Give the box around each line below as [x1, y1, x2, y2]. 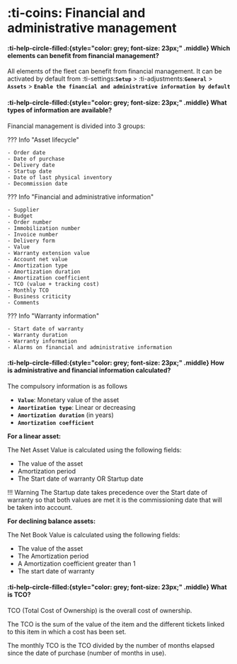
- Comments [7, 299, 40, 306]
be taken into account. [7, 503, 73, 511]
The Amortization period [17, 551, 89, 560]
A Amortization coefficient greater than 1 [17, 559, 136, 568]
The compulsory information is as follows [7, 382, 128, 390]
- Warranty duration [7, 331, 69, 338]
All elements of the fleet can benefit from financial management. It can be [7, 67, 222, 76]
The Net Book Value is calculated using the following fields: [7, 530, 180, 539]
